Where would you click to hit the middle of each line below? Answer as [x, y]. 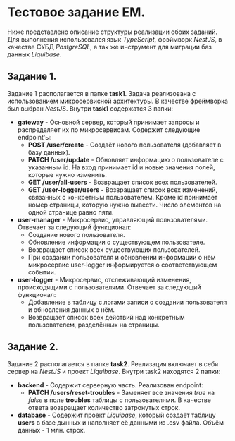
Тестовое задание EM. [76, 12]
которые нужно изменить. [67, 174]
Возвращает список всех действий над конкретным [106, 317]
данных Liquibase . [34, 54]
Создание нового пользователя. [76, 234]
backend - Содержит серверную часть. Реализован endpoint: [110, 385]
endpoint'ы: [34, 137]
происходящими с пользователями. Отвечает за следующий [109, 287]
